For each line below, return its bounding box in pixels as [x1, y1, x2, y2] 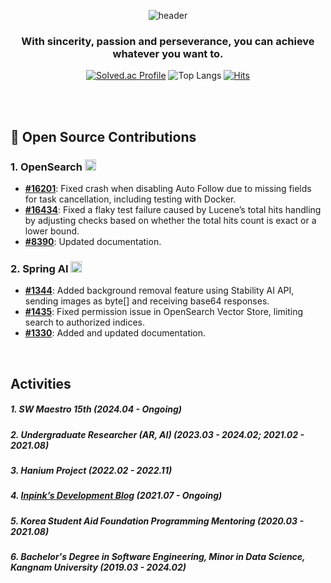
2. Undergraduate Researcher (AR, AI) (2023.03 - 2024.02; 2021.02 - [10, 428, 305, 440]
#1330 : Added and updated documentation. [24, 327, 207, 339]
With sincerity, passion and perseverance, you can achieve [21, 34, 315, 48]
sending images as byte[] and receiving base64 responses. [24, 295, 270, 307]
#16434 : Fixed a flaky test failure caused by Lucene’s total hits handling [24, 203, 322, 215]
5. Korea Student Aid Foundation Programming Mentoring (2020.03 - [10, 515, 304, 527]
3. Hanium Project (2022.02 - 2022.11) [10, 465, 173, 477]
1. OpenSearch [10, 160, 83, 174]
